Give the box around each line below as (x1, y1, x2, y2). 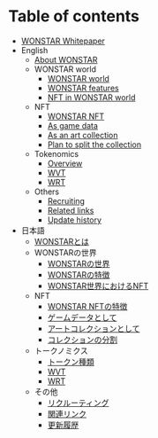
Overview (47, 158, 83, 168)
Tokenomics (34, 148, 79, 159)
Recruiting (47, 195, 86, 206)
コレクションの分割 (47, 334, 118, 345)
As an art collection (47, 129, 118, 140)
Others (34, 186, 59, 197)
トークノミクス (34, 345, 89, 356)
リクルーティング (47, 397, 109, 408)
